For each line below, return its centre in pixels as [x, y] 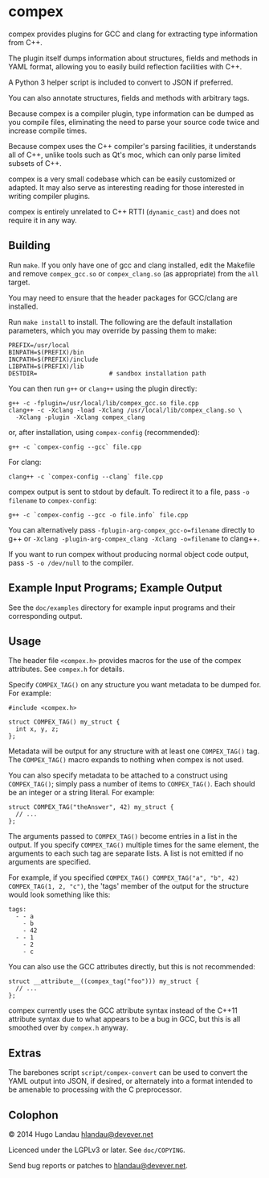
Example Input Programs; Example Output [115, 588]
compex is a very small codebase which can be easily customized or [122, 179]
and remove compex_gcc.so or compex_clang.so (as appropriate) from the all [134, 273]
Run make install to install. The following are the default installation [120, 321]
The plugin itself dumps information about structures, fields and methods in [133, 58]
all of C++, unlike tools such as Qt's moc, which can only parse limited [124, 155]
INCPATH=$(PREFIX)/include [53, 359]
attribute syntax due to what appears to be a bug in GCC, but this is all [124, 1019]
